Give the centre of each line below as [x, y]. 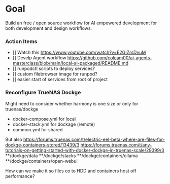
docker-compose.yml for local [44, 119]
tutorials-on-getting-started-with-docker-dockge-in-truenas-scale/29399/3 [85, 150]
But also [14, 139]
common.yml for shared [38, 129]
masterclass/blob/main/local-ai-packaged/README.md [70, 63]
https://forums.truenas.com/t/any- [116, 144]
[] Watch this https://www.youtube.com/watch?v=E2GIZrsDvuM [79, 52]
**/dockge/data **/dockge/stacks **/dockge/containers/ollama [72, 156]
